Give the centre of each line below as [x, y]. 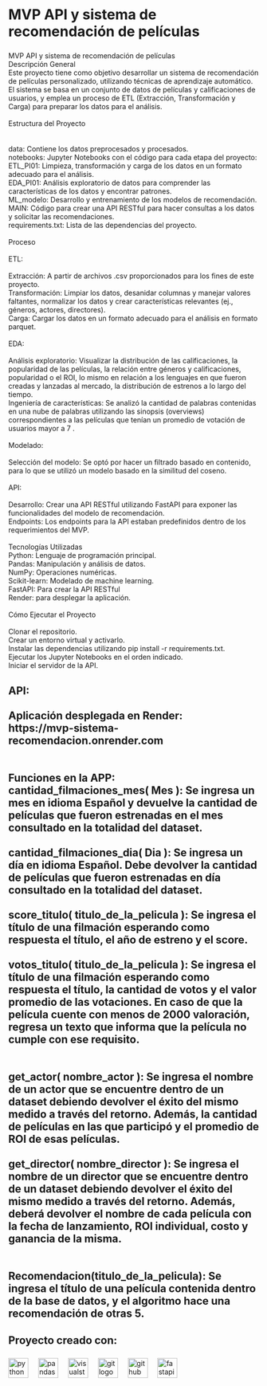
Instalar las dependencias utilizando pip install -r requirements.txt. [117, 649]
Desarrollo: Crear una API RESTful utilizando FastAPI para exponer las [123, 505]
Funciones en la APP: [62, 777]
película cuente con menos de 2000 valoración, [129, 1014]
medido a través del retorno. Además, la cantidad [133, 1114]
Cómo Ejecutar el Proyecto [52, 614]
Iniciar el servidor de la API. [53, 666]
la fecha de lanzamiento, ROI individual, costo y [128, 1226]
